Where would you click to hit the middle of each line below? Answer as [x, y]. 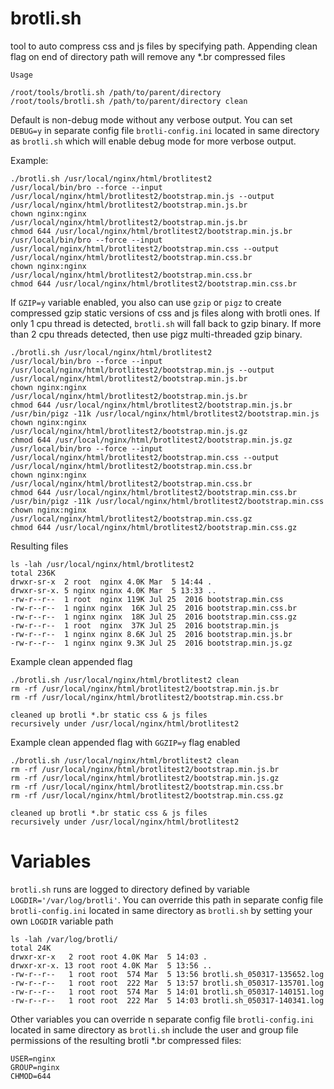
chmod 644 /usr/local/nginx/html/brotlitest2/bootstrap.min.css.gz [154, 527]
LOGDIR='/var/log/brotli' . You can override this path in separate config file [167, 899]
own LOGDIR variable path [62, 921]
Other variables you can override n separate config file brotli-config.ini [162, 1019]
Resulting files [39, 546]
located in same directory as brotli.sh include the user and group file [154, 1029]
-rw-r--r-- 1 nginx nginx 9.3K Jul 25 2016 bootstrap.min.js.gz [151, 643]
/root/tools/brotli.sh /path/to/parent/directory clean [129, 101]
